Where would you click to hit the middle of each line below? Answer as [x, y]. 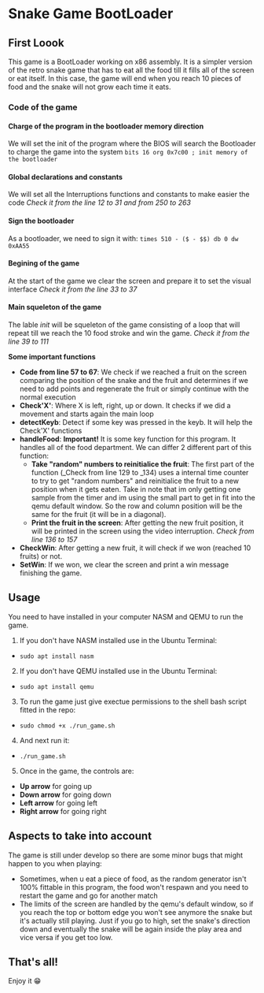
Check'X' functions [51, 430]
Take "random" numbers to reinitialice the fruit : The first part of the [143, 464]
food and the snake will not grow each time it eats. [90, 87]
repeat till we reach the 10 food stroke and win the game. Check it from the [129, 333]
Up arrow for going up [56, 786]
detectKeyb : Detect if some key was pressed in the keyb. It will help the [136, 422]
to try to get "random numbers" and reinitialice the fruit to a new [135, 481]
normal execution [48, 397]
